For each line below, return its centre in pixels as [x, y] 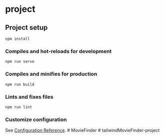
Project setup [27, 28]
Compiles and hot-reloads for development [59, 51]
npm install [17, 39]
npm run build [20, 84]
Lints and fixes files [29, 97]
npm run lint [19, 107]
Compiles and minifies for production [51, 74]
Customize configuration [36, 119]
